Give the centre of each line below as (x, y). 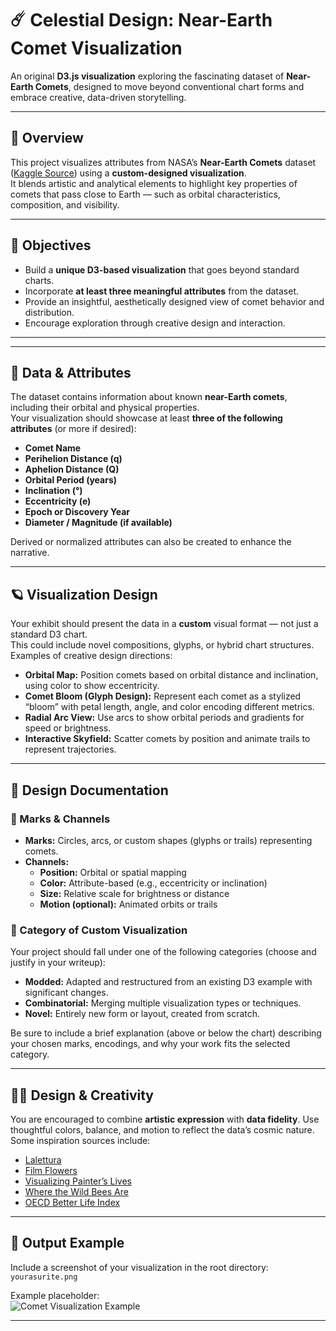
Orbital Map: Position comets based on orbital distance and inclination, (171, 675)
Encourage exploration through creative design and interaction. (155, 323)
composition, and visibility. (65, 204)
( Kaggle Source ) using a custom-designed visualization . (128, 173)
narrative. (30, 553)
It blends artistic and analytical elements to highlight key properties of (154, 183)
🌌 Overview (47, 138)
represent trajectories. (70, 749)
